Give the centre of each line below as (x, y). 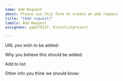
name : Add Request (24, 9)
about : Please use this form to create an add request (62, 14)
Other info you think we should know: (43, 73)
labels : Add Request (26, 23)
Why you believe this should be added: (44, 55)
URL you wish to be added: (32, 45)
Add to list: (16, 64)
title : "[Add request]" (29, 18)
